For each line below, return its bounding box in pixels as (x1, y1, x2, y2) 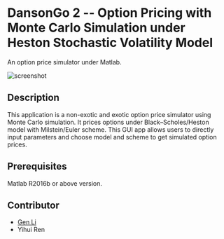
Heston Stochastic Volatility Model (7, 35, 213, 50)
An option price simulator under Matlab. (7, 57, 122, 66)
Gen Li (17, 218, 36, 226)
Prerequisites (7, 161, 67, 172)
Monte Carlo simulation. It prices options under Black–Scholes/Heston (7, 118, 209, 126)
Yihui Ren (17, 226, 45, 234)
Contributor (7, 199, 59, 211)
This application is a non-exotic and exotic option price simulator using (7, 110, 211, 118)
